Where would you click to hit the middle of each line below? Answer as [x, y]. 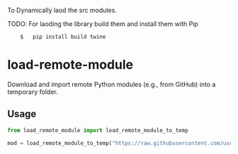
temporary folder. [33, 92]
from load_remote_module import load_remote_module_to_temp [98, 130]
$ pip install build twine [63, 37]
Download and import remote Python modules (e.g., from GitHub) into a [112, 84]
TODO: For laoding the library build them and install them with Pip [103, 24]
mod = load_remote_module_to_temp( [60, 143]
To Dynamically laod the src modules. [62, 10]
